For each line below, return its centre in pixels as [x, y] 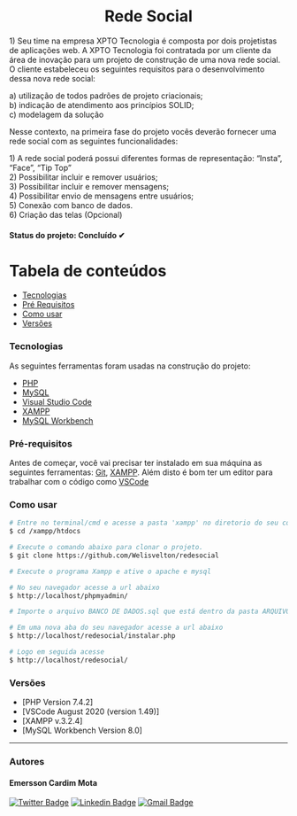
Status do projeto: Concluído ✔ [67, 235]
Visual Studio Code [57, 401]
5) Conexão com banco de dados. [71, 205]
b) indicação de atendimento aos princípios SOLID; [102, 105]
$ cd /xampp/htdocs [45, 532]
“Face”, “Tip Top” [41, 167]
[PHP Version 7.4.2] [57, 703]
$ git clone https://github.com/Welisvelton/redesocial [114, 556]
